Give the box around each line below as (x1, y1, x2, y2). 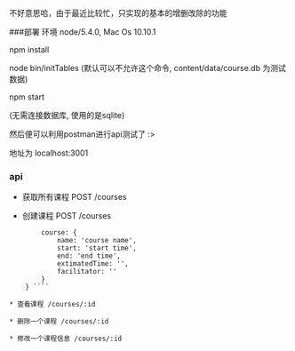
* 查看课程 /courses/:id (9, 300, 96, 309)
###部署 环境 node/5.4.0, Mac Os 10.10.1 (9, 27, 156, 37)
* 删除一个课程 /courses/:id (9, 317, 109, 326)
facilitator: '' (56, 267, 117, 276)
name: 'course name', (56, 236, 138, 245)
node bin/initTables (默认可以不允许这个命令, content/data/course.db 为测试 (9, 63, 286, 73)
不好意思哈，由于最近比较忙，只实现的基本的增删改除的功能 (9, 8, 227, 18)
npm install (9, 44, 50, 55)
